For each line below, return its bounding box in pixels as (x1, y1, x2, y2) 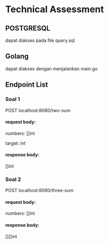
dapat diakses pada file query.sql (5, 37, 75, 43)
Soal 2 (5, 176, 21, 183)
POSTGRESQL (5, 24, 50, 33)
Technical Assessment (5, 4, 104, 15)
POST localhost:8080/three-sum (5, 187, 74, 194)
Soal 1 (5, 96, 20, 103)
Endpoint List (5, 80, 48, 89)
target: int (5, 140, 26, 146)
